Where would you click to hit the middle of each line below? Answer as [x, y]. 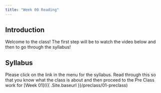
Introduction [25, 30]
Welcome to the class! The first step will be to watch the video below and [80, 42]
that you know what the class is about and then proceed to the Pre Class [80, 80]
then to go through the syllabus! [38, 47]
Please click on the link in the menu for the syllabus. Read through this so [80, 75]
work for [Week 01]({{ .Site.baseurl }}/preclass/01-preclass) [66, 86]
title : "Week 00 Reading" [32, 10]
